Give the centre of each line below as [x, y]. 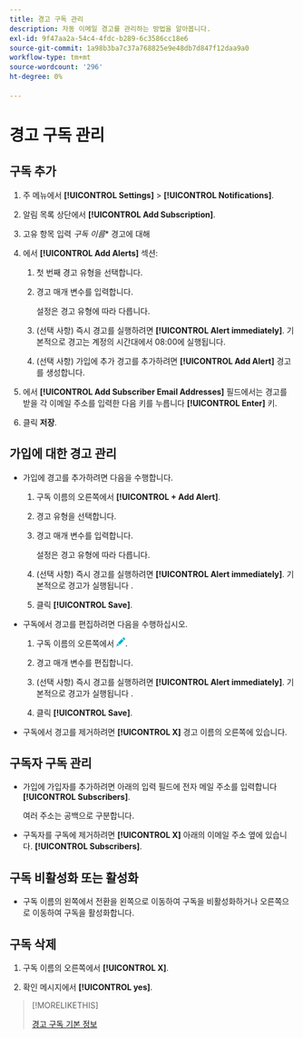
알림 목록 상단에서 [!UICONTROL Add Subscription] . [119, 215]
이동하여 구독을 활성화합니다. [83, 913]
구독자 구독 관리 [51, 763]
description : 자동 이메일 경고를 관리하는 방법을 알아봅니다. [110, 29]
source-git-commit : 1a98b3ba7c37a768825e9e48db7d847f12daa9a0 [129, 48]
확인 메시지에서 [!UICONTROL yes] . [88, 987]
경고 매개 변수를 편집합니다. [84, 663]
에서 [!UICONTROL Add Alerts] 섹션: [90, 253]
